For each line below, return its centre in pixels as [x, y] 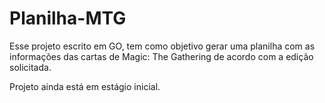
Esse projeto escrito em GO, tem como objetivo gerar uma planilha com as [162, 46]
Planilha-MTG [68, 18]
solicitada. [30, 67]
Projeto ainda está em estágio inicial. [85, 86]
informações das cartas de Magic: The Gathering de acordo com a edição [161, 56]
